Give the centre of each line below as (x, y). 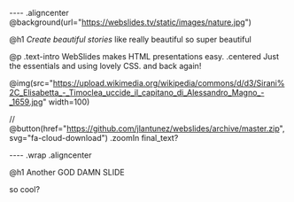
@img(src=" (31, 83)
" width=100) (66, 102)
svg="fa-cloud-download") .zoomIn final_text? (94, 138)
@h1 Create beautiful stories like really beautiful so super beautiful (131, 39)
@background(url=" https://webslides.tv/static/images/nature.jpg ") (131, 22)
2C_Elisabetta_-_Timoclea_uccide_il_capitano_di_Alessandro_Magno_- (137, 93)
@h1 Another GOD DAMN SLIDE (67, 172)
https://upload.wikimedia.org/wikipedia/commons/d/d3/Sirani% (169, 83)
